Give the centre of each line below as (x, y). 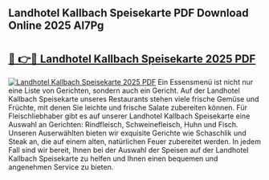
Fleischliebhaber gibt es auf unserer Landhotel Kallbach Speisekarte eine (129, 116)
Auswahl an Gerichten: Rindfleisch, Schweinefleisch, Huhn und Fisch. (123, 124)
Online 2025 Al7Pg (56, 26)
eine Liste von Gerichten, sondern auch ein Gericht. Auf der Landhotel (124, 90)
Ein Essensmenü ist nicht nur (206, 82)
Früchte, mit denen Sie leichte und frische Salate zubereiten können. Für (128, 108)
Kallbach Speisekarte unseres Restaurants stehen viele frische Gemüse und (134, 99)
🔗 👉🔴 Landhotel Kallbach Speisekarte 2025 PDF (132, 59)
